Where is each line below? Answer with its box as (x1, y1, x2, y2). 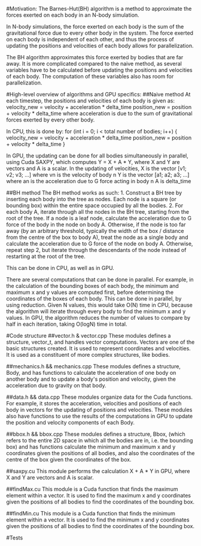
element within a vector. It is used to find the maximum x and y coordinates (6, 492, 191, 499)
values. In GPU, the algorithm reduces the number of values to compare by (6, 314, 191, 321)
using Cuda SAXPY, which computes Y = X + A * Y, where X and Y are (6, 159, 181, 165)
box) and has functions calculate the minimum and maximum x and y (6, 443, 176, 450)
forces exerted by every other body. (6, 116, 95, 123)
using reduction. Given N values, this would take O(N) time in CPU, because (6, 302, 193, 308)
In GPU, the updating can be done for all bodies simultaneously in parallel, (6, 152, 188, 159)
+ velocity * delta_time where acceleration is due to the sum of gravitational (6, 110, 193, 117)
